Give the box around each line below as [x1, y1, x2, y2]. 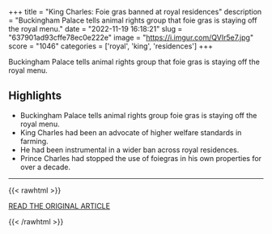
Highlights [8, 89, 62, 103]
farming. [19, 136, 49, 146]
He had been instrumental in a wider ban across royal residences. [19, 145, 240, 155]
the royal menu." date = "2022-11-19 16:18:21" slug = [8, 24, 183, 33]
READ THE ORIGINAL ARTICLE [8, 201, 111, 211]
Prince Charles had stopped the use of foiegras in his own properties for [19, 153, 261, 163]
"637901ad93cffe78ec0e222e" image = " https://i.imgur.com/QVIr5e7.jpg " [8, 32, 253, 42]
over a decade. [19, 162, 71, 172]
